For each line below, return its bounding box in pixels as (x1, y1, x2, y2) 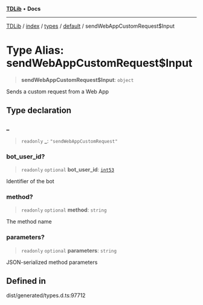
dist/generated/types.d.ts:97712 (6, 292, 86, 299)
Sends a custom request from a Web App (6, 87, 109, 95)
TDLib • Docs (6, 5, 41, 12)
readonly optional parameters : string (21, 247, 117, 254)
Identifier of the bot (6, 177, 54, 184)
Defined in (6, 275, 47, 286)
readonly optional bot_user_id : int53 (21, 166, 115, 173)
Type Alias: (6, 43, 65, 57)
